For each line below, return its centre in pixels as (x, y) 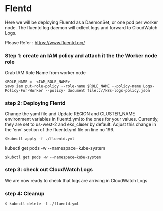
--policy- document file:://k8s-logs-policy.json (97, 91)
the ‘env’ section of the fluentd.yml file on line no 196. (60, 129)
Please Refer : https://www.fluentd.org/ (45, 42)
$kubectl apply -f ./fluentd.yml (40, 139)
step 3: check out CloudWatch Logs (49, 170)
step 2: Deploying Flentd (35, 103)
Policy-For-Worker (24, 91)
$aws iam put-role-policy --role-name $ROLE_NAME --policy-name (73, 86)
